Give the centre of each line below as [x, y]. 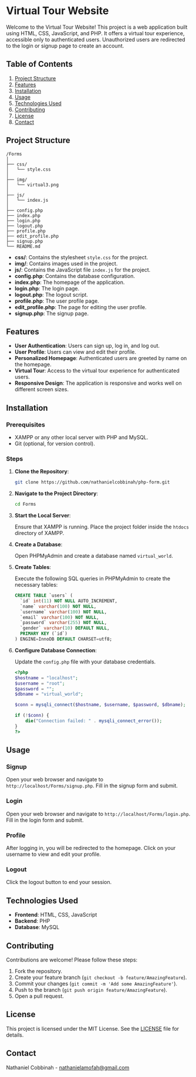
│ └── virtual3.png [33, 185]
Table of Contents [40, 64]
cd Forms [25, 504]
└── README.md [23, 246]
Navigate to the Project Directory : [56, 493]
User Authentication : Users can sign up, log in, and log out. [87, 346]
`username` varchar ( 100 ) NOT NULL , [64, 612]
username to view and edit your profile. [54, 854]
